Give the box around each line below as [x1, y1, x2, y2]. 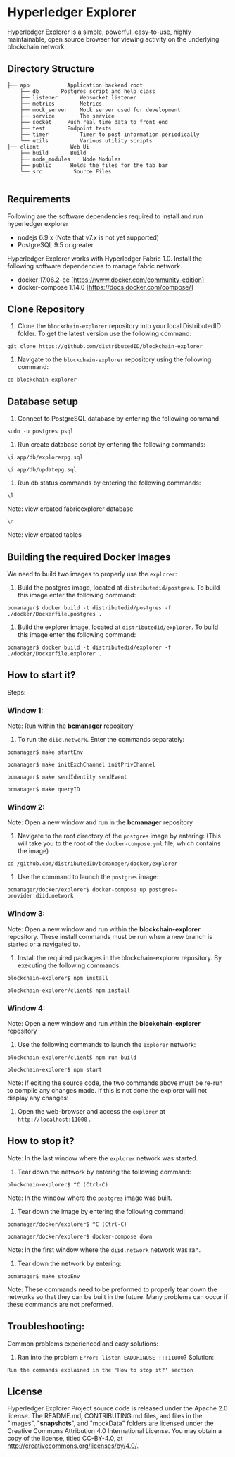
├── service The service [20, 112, 115, 120]
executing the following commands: [17, 961, 121, 969]
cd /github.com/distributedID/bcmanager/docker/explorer [7, 860, 178, 867]
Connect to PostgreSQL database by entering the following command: [17, 414, 221, 423]
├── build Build [20, 149, 87, 156]
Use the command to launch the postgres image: [17, 873, 159, 881]
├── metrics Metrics [20, 100, 102, 107]
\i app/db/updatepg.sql [7, 466, 77, 473]
